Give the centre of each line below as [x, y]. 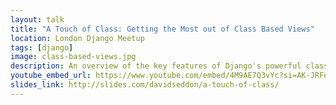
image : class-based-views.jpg [73, 57]
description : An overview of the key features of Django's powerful [156, 66]
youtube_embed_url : [51, 76]
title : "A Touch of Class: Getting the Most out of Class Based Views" [162, 29]
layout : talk [37, 19]
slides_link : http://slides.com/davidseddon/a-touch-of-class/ [145, 85]
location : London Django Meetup [77, 38]
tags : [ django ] [42, 47]
